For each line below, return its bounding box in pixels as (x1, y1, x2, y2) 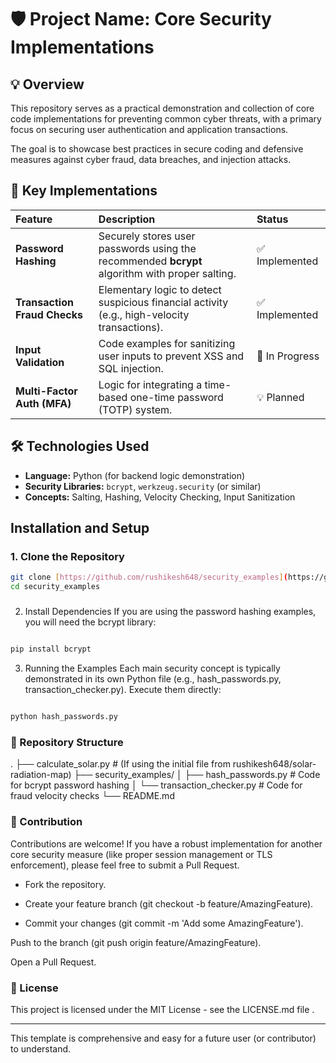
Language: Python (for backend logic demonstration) (24, 469, 246, 481)
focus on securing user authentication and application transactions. (10, 124, 289, 135)
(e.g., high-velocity (98, 307, 190, 321)
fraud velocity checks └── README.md (10, 790, 175, 802)
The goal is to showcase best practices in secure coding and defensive (10, 143, 304, 155)
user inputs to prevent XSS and (98, 349, 245, 363)
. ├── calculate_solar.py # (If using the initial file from (10, 758, 231, 770)
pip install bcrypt (10, 644, 92, 655)
